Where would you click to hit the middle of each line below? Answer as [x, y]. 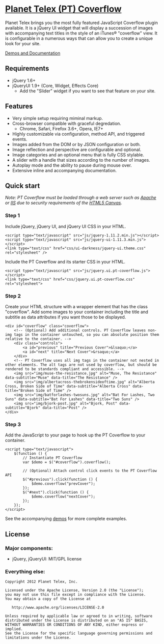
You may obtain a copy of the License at [48, 599]
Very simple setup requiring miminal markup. [57, 118]
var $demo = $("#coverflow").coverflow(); [67, 462]
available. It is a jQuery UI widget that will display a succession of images [79, 28]
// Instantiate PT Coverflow [53, 458]
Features [19, 106]
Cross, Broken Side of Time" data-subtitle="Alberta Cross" [68, 386]
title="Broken [20, 390]
